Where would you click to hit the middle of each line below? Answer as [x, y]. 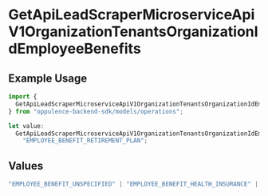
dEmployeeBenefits [75, 49]
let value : [26, 126]
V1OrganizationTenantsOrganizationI [133, 32]
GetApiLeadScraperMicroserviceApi [132, 15]
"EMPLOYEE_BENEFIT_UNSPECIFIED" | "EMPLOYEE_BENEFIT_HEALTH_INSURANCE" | [134, 184]
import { [23, 97]
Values [26, 166]
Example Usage [48, 78]
